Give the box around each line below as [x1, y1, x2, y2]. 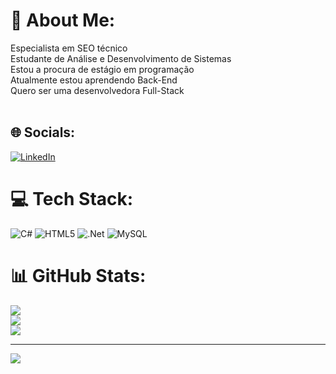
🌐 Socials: [10, 124, 76, 141]
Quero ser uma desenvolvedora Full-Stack [10, 84, 185, 96]
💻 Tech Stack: [10, 187, 134, 210]
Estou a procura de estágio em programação [10, 63, 195, 75]
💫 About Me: [10, 9, 116, 32]
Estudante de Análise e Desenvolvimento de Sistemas [10, 52, 232, 64]
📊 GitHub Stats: [10, 264, 147, 287]
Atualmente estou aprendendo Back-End [10, 74, 178, 86]
